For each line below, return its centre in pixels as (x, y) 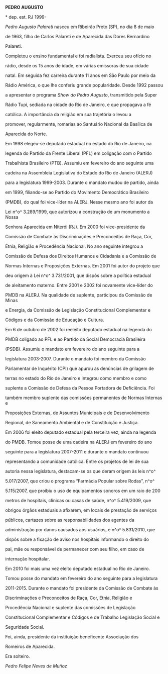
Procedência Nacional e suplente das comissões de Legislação (70, 607)
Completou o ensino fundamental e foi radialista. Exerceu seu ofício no (78, 56)
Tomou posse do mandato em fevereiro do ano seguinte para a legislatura (81, 578)
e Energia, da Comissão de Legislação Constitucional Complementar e (78, 310)
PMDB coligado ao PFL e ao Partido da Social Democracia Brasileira (75, 339)
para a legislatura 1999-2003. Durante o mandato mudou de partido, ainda (82, 182)
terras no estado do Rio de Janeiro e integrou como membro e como (76, 378)
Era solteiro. (18, 656)
